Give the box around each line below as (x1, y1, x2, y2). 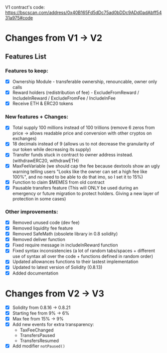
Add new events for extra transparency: (12, 321, 94, 327)
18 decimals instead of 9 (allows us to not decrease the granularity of (12, 141, 155, 147)
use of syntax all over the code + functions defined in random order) (12, 253, 154, 259)
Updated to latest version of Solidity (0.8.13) (12, 264, 103, 270)
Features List (5, 52, 46, 60)
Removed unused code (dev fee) (12, 219, 80, 225)
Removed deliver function (12, 236, 66, 242)
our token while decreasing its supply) (12, 146, 91, 152)
